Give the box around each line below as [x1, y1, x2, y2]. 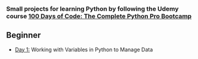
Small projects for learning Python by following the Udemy [6, 5, 179, 13]
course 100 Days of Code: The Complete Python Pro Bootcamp [6, 12, 192, 20]
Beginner [6, 30, 41, 40]
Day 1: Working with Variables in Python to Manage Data [14, 46, 153, 53]
